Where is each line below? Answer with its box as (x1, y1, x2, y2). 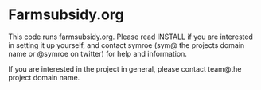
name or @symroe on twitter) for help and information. (8, 49, 187, 58)
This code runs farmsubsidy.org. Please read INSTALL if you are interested (8, 32, 253, 41)
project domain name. (8, 72, 80, 82)
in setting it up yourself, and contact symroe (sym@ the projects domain (8, 40, 245, 49)
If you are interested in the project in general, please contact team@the (8, 64, 242, 73)
